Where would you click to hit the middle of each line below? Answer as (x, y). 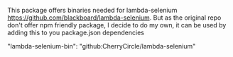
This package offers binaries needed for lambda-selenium (92, 10)
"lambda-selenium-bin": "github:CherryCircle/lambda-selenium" (102, 46)
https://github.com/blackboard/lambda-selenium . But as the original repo (114, 18)
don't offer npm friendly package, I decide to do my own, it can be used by (117, 25)
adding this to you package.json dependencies (76, 32)
